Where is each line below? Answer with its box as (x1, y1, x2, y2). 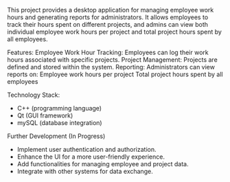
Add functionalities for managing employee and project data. (16, 160, 189, 168)
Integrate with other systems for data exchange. (16, 168, 153, 175)
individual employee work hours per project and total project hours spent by (7, 27, 222, 36)
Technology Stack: (7, 91, 60, 99)
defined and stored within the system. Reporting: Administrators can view (7, 63, 215, 71)
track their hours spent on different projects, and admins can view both (7, 21, 208, 28)
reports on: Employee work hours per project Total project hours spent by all (7, 70, 223, 78)
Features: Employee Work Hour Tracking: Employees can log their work (7, 48, 209, 56)
